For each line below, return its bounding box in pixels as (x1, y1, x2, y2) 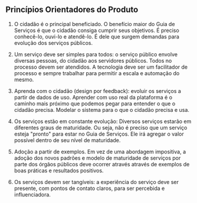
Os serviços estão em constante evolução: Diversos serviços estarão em (14, 118, 192, 125)
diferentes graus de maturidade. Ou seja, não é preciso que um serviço (14, 124, 188, 131)
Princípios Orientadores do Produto (5, 5, 139, 15)
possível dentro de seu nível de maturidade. (14, 136, 121, 144)
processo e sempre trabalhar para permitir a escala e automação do (14, 69, 180, 76)
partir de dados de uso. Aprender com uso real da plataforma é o (14, 94, 172, 101)
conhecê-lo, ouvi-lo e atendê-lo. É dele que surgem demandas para (14, 33, 179, 40)
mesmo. (14, 76, 34, 83)
